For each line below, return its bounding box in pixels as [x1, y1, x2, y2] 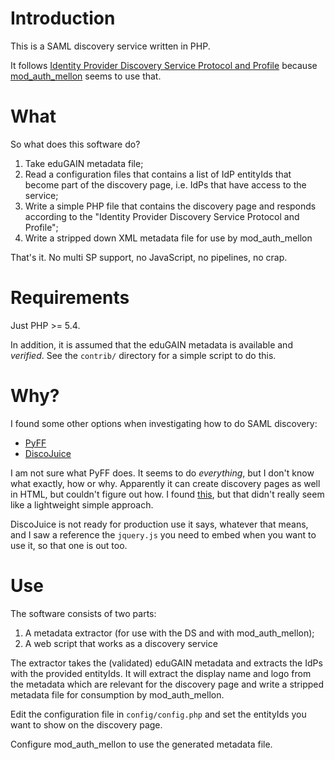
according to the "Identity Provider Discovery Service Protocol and [24, 210, 300, 222]
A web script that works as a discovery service [24, 637, 218, 649]
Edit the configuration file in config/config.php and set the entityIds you [10, 708, 307, 720]
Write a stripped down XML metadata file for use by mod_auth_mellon [24, 232, 313, 244]
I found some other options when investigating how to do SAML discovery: [10, 417, 318, 429]
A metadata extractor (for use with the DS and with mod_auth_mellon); [24, 627, 315, 639]
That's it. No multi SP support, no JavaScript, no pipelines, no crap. [10, 251, 288, 263]
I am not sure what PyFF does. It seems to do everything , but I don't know [10, 467, 315, 479]
